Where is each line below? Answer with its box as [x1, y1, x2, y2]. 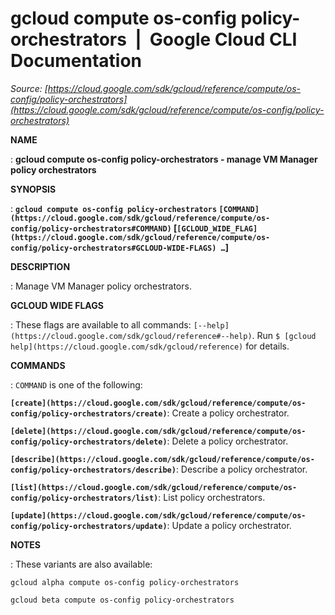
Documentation [10, 50, 143, 72]
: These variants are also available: [10, 558, 153, 570]
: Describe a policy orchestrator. [175, 463, 308, 475]
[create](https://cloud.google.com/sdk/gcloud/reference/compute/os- [10, 398, 307, 408]
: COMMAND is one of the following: [10, 378, 143, 391]
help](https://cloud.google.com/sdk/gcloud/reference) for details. [10, 340, 290, 352]
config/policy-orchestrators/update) [10, 521, 168, 531]
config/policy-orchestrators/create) [10, 408, 168, 419]
